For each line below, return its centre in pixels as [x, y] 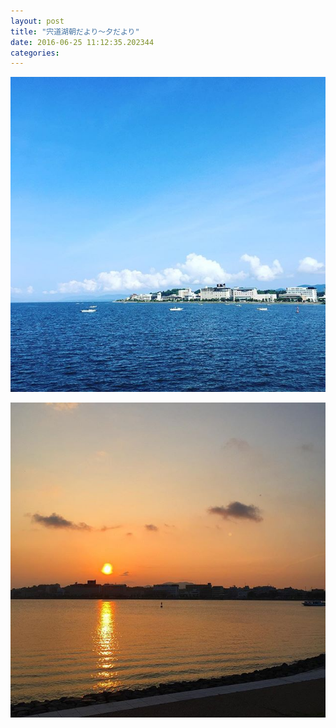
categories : [35, 53]
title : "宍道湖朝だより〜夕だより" [75, 31]
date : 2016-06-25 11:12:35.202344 [82, 42]
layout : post [37, 21]
